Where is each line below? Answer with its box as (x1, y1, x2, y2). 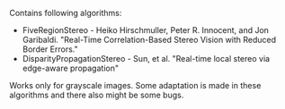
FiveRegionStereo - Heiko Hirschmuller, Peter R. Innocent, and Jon (22, 25, 270, 35)
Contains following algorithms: (9, 8, 122, 18)
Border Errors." (22, 44, 78, 54)
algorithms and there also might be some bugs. (9, 89, 184, 100)
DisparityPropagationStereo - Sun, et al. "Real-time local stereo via (22, 54, 271, 63)
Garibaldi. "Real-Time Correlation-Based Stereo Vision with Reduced (22, 35, 277, 45)
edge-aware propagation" (22, 63, 120, 73)
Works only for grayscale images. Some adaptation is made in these (9, 80, 262, 90)
